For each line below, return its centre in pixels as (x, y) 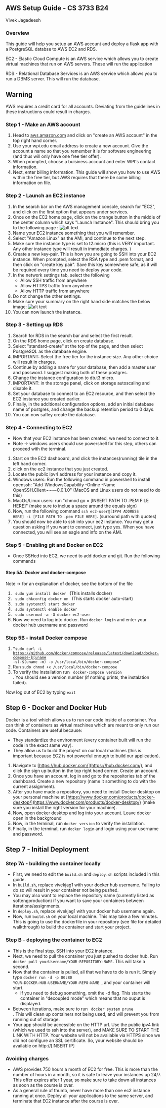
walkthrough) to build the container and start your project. (72, 927)
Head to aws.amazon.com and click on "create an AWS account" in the (85, 135)
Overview (18, 33)
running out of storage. (36, 1019)
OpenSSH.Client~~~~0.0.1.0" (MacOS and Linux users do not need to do (86, 490)
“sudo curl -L (27, 649)
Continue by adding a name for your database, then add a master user (84, 367)
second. (21, 967)
